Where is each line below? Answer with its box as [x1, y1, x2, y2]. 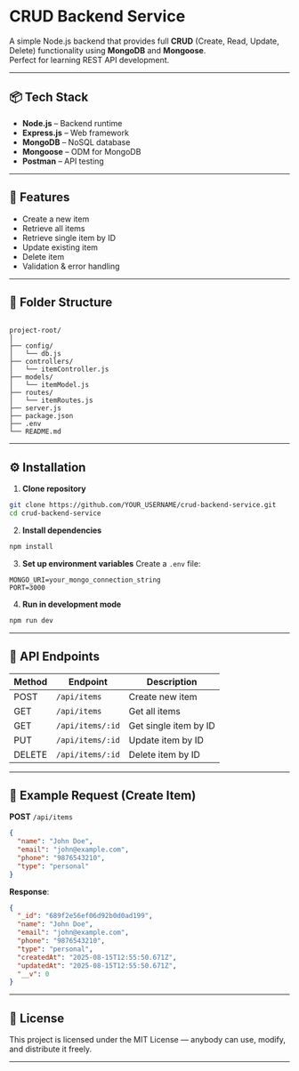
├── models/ [9, 373, 53, 382]
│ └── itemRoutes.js [9, 396, 93, 406]
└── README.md [9, 427, 62, 437]
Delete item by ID [128, 748, 200, 761]
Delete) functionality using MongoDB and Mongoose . [9, 44, 206, 55]
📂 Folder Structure [9, 294, 113, 310]
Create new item [128, 690, 198, 703]
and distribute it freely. [9, 1043, 92, 1055]
